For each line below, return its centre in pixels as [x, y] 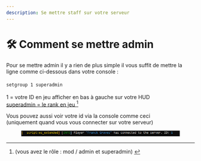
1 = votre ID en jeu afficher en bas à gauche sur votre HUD [78, 97]
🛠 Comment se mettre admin [80, 44]
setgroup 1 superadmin [34, 85]
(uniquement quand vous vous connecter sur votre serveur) [80, 123]
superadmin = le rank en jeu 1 [42, 104]
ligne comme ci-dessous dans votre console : [62, 71]
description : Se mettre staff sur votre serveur [68, 13]
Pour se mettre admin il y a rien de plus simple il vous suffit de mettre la [94, 65]
